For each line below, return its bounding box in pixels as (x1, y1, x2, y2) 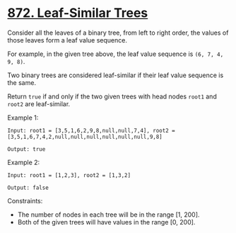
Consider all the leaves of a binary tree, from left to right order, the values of (7, 28, 229, 37)
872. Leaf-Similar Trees (7, 5, 148, 21)
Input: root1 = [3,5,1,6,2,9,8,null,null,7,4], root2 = (7, 127, 175, 134)
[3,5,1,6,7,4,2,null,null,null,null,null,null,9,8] (7, 133, 163, 140)
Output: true (7, 145, 46, 153)
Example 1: (7, 113, 39, 122)
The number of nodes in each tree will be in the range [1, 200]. (17, 210, 200, 219)
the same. (7, 78, 37, 86)
